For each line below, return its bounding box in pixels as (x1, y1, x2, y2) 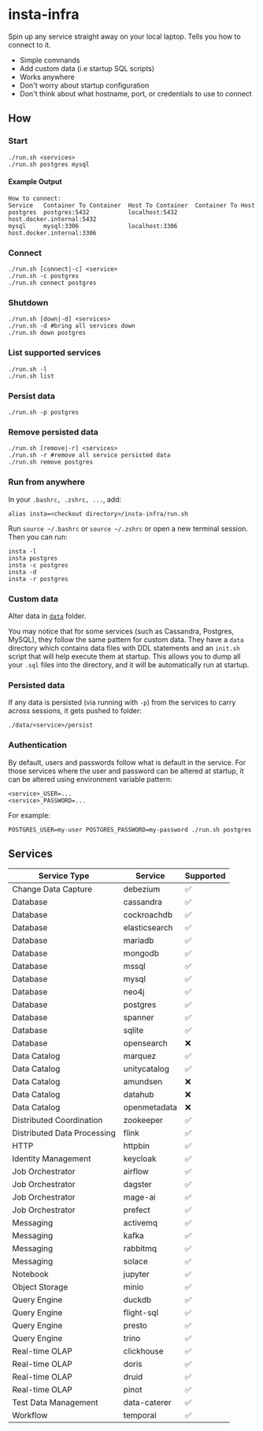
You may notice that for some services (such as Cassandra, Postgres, (8, 626, 235, 636)
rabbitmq (123, 1243, 157, 1254)
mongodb (123, 948, 160, 959)
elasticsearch (123, 922, 173, 933)
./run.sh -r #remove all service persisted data (8, 452, 171, 460)
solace (123, 1256, 148, 1267)
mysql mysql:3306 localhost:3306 (8, 222, 178, 230)
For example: (8, 810, 51, 820)
